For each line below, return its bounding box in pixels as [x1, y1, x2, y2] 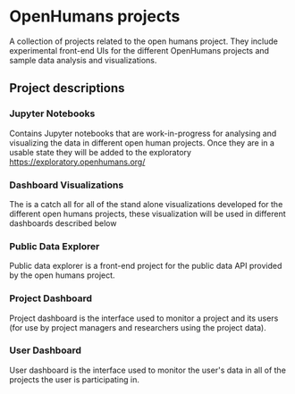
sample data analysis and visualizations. [9, 54, 157, 65]
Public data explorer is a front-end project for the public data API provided [9, 261, 282, 272]
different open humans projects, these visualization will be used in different [9, 208, 286, 219]
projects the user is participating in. [9, 373, 140, 385]
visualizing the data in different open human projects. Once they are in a [9, 137, 275, 148]
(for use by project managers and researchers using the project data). [9, 322, 266, 332]
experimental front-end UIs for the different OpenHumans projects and [9, 45, 270, 55]
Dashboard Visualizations [9, 179, 124, 191]
